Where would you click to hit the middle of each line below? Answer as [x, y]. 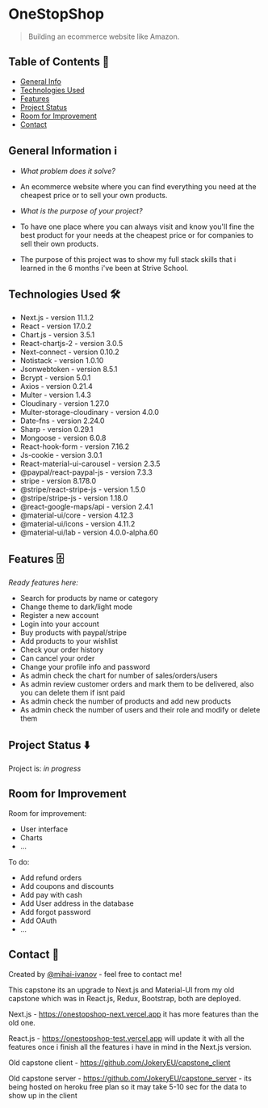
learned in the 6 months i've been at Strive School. [104, 268]
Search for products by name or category [89, 598]
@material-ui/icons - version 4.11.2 [77, 524]
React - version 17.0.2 [56, 326]
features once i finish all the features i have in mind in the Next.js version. [130, 1047]
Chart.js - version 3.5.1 [57, 335]
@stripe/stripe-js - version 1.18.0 [74, 498]
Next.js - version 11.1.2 [57, 318]
